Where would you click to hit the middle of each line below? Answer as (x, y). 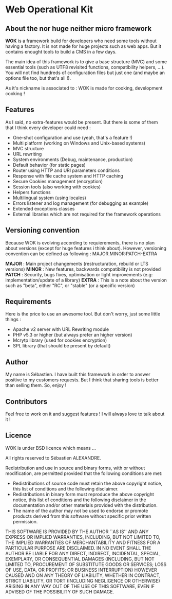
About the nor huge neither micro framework (79, 29)
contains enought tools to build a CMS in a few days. (61, 52)
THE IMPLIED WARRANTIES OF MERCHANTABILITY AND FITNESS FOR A (83, 542)
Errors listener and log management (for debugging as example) (81, 203)
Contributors (26, 402)
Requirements (28, 302)
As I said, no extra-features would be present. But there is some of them (82, 122)
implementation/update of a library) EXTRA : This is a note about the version (86, 280)
